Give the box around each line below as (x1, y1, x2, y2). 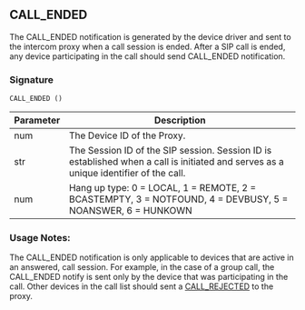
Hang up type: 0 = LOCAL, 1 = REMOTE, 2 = (68, 182, 257, 195)
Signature (9, 73, 54, 85)
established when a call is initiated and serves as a (68, 155, 284, 168)
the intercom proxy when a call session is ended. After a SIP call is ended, (9, 41, 286, 52)
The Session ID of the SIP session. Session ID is (68, 145, 272, 157)
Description (153, 114, 206, 126)
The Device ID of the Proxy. (68, 129, 186, 142)
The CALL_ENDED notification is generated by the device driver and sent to (9, 31, 292, 42)
